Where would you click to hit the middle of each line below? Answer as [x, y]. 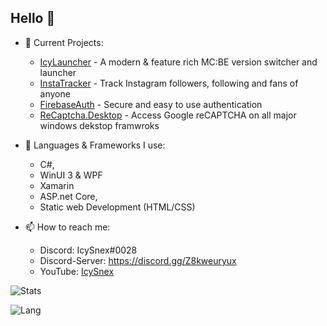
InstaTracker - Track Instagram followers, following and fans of [169, 83]
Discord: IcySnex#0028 [88, 250]
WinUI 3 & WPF [71, 175]
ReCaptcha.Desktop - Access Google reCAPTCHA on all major [168, 115]
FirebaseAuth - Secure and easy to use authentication [151, 104]
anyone [55, 93]
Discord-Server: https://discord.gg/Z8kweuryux [138, 260]
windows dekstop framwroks [99, 125]
